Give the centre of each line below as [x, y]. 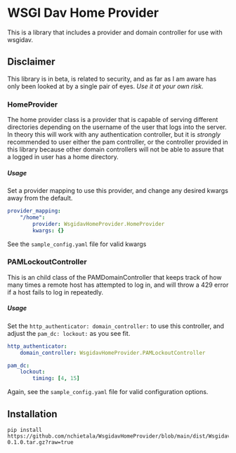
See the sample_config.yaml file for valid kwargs [77, 244]
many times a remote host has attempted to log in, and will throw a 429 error [118, 285]
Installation [32, 414]
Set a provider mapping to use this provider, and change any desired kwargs [118, 191]
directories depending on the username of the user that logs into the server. [117, 127]
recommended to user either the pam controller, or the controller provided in [118, 142]
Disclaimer [31, 62]
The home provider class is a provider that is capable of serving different [113, 120]
